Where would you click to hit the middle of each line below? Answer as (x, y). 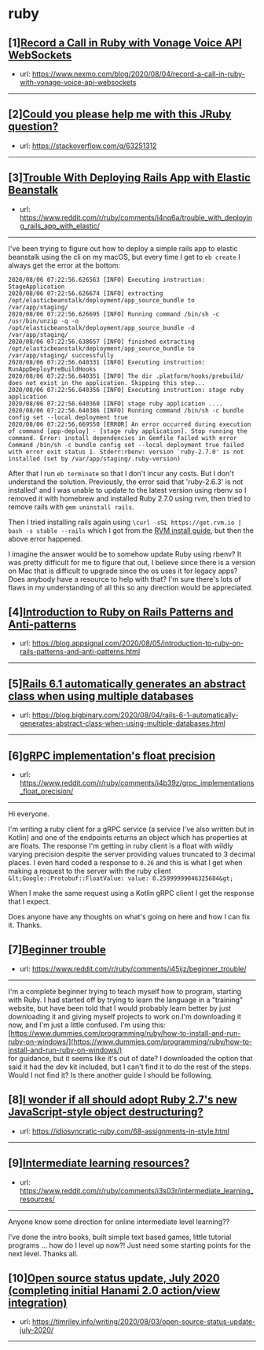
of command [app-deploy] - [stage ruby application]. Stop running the (128, 431)
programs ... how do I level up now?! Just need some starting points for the (130, 1245)
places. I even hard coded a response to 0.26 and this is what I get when (125, 863)
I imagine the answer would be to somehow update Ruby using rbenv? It (125, 554)
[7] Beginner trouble (57, 950)
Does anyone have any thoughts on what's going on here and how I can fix (129, 917)
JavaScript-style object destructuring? (106, 1112)
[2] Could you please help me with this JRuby (120, 115)
